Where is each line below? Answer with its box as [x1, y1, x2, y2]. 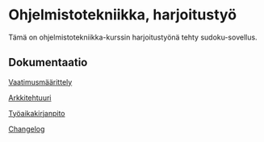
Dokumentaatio [8, 56, 88, 69]
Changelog [8, 123, 45, 134]
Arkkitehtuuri [8, 93, 52, 102]
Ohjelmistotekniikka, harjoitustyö [8, 6, 237, 24]
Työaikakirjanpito [8, 108, 65, 118]
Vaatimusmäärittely [8, 77, 73, 86]
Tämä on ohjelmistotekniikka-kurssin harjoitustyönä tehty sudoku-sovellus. [8, 32, 258, 42]
